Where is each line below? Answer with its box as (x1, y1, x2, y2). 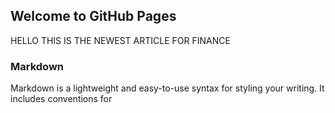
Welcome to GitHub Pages (10, 8, 177, 25)
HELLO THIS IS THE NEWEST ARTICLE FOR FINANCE (10, 34, 231, 46)
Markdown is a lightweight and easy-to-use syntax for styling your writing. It (10, 82, 325, 94)
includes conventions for (10, 93, 113, 105)
